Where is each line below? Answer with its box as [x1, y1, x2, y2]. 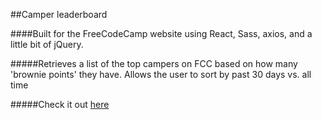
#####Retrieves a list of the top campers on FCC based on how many [10, 58, 298, 69]
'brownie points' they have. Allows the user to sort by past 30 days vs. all [10, 69, 312, 80]
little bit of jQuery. [10, 39, 84, 50]
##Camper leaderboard [10, 9, 108, 20]
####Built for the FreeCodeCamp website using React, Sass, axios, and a [10, 28, 313, 39]
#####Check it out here [10, 99, 110, 110]
